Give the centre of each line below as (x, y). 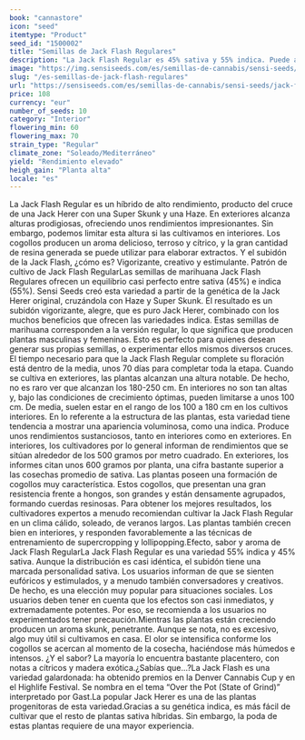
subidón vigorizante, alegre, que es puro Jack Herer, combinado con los (144, 311)
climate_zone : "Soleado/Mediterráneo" (83, 153)
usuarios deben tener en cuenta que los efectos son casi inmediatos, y (142, 600)
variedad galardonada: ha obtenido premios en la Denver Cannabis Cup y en (152, 677)
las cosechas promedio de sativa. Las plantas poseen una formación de (144, 475)
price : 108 (30, 94)
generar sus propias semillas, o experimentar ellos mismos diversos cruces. (151, 349)
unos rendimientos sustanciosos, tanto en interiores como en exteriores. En (151, 436)
